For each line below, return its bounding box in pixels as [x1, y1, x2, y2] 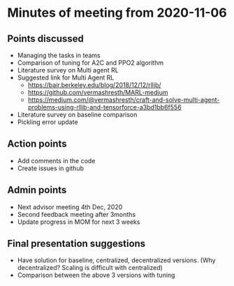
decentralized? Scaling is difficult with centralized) [17, 264, 163, 272]
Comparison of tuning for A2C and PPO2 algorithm [17, 59, 164, 67]
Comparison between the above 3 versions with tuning [17, 271, 175, 280]
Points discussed [7, 33, 84, 45]
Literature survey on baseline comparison [17, 110, 138, 119]
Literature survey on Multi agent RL [17, 66, 119, 74]
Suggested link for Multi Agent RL [17, 73, 115, 82]
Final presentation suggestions [7, 238, 146, 250]
